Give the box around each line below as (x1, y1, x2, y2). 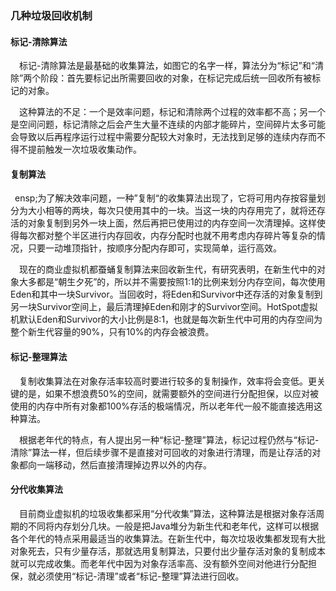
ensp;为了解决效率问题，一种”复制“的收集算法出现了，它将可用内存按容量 (14, 192, 317, 204)
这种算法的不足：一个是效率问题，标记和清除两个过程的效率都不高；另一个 (19, 106, 326, 118)
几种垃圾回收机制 (10, 8, 93, 22)
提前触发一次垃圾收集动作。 (27, 143, 142, 156)
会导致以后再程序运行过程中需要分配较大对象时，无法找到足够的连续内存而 (10, 131, 317, 143)
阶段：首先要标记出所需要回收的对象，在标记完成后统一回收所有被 (40, 72, 313, 84)
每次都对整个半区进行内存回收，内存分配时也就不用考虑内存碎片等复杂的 (18, 230, 317, 242)
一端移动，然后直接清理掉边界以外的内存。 (36, 458, 212, 471)
